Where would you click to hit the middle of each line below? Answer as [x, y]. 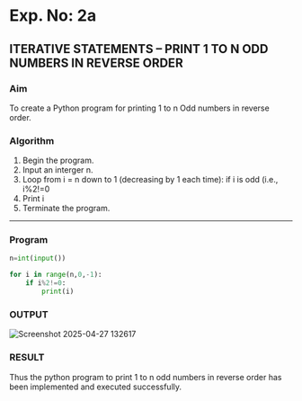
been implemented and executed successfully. [96, 387]
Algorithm [32, 140]
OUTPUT [29, 314]
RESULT [27, 358]
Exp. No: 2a [53, 16]
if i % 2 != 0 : [46, 283]
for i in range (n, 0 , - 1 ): [56, 275]
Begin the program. [58, 160]
